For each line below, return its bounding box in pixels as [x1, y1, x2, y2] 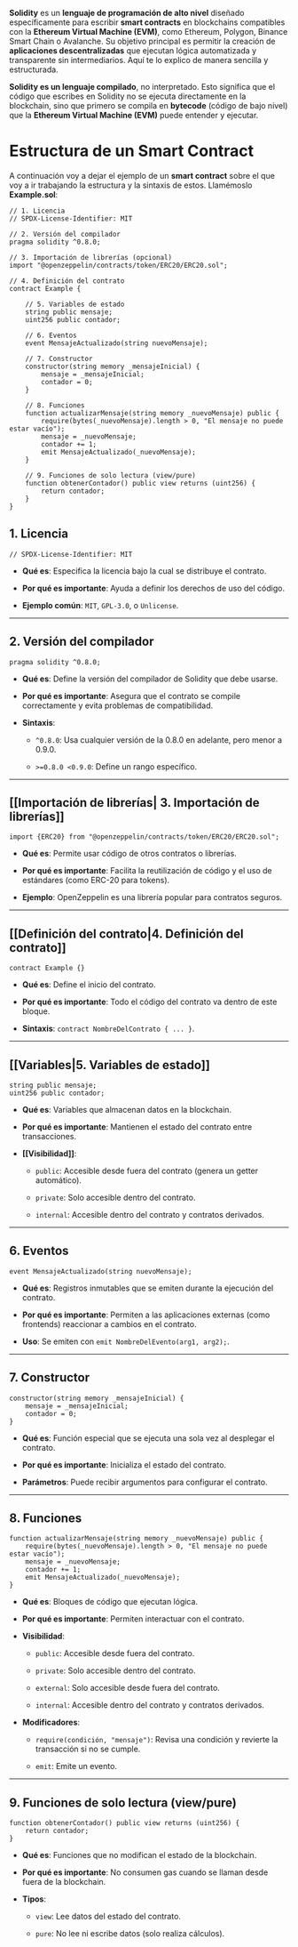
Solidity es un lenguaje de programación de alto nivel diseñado [9, 8, 245, 18]
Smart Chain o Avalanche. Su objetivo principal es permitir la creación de [9, 36, 276, 46]
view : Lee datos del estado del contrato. [35, 1911, 182, 1922]
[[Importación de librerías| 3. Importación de [9, 795, 260, 810]
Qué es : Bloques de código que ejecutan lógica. [21, 1597, 198, 1607]
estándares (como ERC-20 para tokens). [21, 875, 170, 886]
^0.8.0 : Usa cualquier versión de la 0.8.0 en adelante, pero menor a [35, 734, 282, 745]
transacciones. [21, 1131, 77, 1141]
